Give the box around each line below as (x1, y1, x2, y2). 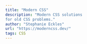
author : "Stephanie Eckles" (5, 21, 65, 27)
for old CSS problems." (5, 17, 56, 22)
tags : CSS (5, 31, 26, 36)
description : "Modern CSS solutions (5, 12, 82, 17)
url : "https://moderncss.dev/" (5, 26, 71, 31)
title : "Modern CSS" (5, 7, 49, 13)
